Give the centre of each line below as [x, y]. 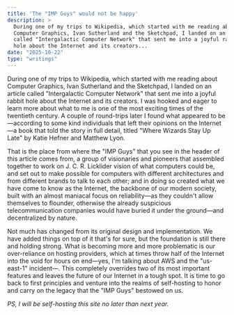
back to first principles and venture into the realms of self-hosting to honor [114, 283]
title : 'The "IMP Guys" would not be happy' [73, 14]
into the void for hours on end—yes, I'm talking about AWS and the [103, 261]
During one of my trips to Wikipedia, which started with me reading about [112, 79]
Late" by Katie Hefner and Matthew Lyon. [66, 138]
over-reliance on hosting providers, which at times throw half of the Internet [116, 253]
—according [25, 123]
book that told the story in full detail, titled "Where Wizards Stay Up [115, 130]
